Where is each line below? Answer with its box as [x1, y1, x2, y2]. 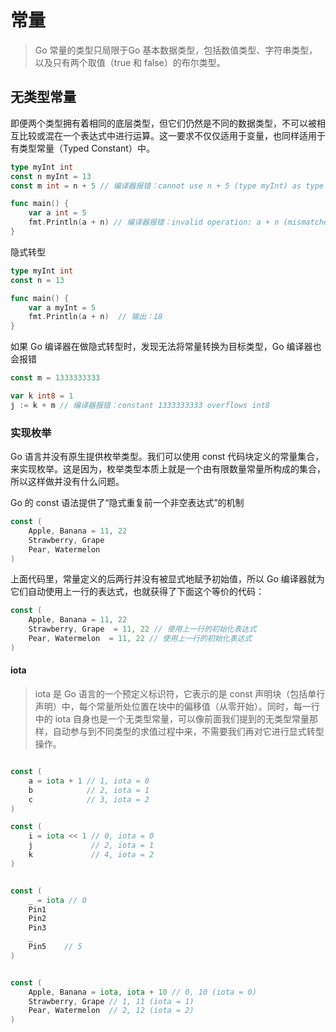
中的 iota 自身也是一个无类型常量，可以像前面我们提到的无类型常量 [34, 713, 310, 725]
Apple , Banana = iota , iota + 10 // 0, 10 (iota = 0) [28, 987, 257, 997]
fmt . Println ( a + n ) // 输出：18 [28, 312, 163, 322]
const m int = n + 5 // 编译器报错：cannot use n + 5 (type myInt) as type [10, 181, 324, 191]
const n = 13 [10, 275, 65, 285]
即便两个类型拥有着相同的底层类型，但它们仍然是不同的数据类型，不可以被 [10, 117, 317, 129]
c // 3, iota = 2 [28, 794, 150, 805]
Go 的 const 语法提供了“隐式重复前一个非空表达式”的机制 [10, 497, 245, 509]
